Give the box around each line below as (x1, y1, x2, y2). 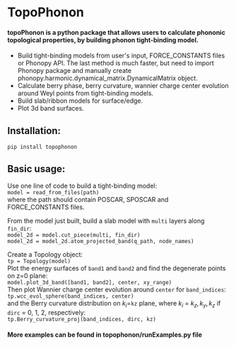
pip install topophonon (7, 143, 78, 151)
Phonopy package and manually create (17, 67, 132, 75)
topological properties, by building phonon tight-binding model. (7, 35, 199, 44)
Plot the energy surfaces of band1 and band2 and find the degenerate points (7, 264, 226, 273)
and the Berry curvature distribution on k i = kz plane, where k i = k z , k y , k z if (7, 299, 221, 309)
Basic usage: (7, 162, 66, 174)
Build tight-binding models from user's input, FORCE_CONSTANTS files (17, 51, 225, 60)
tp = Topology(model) (7, 258, 71, 265)
